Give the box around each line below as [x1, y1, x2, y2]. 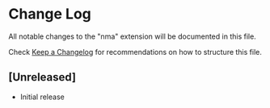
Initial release [19, 92, 65, 102]
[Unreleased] [8, 70, 77, 85]
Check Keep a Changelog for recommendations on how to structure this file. [8, 47, 263, 56]
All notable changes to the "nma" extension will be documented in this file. [8, 31, 256, 41]
